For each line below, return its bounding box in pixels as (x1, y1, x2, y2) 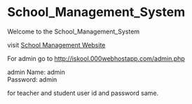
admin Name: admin (7, 68, 65, 76)
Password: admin (7, 75, 57, 84)
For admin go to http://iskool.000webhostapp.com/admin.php (7, 54, 186, 63)
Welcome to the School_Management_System (7, 27, 140, 36)
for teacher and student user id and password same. (7, 89, 159, 97)
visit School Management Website (7, 40, 106, 49)
